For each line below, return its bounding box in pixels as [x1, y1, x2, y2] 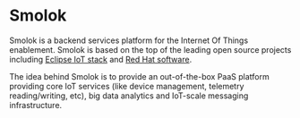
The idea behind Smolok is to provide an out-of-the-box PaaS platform [9, 71, 270, 81]
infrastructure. [9, 99, 63, 110]
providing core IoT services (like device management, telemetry [9, 80, 244, 91]
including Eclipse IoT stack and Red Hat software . [9, 54, 193, 64]
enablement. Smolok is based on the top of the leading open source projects [9, 44, 292, 55]
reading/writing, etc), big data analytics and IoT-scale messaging [9, 90, 249, 101]
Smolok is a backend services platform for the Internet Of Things [9, 35, 249, 46]
